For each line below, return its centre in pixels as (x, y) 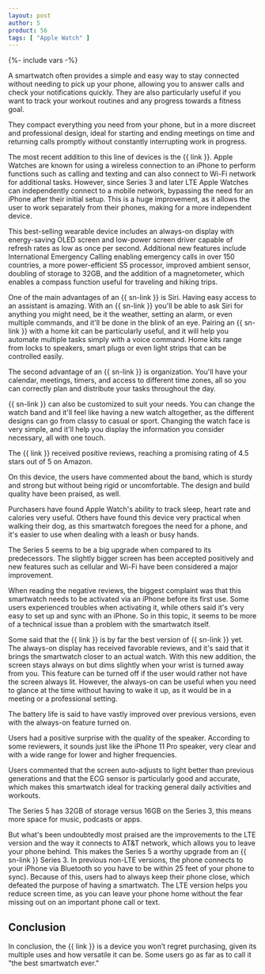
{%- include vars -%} (43, 60)
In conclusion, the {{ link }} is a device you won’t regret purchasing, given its (132, 946)
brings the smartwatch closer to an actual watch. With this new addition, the (132, 656)
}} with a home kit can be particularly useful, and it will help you (125, 331)
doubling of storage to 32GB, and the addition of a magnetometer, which (127, 274)
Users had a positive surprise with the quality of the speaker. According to (129, 738)
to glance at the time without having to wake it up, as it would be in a (120, 691)
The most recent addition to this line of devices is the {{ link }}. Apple (121, 157)
